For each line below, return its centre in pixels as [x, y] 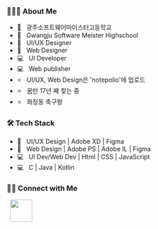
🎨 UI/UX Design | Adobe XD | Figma [71, 141]
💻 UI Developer [42, 58]
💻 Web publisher [44, 69]
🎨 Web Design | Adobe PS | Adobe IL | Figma [84, 149]
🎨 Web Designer [42, 50]
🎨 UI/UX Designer [44, 43]
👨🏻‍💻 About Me [32, 11]
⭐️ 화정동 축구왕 [39, 102]
